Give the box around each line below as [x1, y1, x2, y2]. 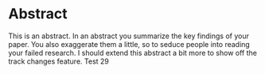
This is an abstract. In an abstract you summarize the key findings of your [8, 31, 249, 41]
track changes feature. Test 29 [8, 56, 110, 66]
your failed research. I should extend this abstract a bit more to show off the [8, 48, 257, 57]
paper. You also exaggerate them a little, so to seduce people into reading [8, 39, 251, 49]
